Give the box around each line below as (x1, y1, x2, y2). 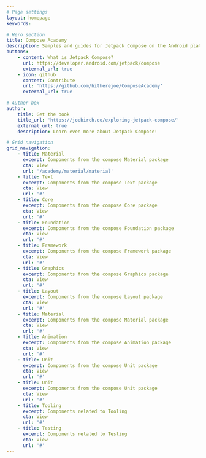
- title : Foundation (17, 219, 70, 226)
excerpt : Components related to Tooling (22, 408, 128, 414)
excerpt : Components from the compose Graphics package (22, 271, 169, 277)
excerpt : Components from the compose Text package (22, 180, 158, 186)
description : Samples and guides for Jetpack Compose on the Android (6, 43, 188, 49)
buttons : (6, 49, 29, 55)
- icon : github (17, 71, 56, 77)
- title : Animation (17, 334, 67, 340)
